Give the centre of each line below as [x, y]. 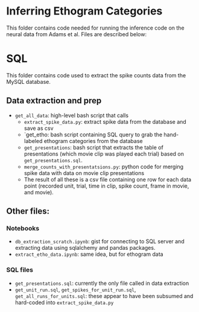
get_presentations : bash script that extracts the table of [94, 147]
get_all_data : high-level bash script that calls [71, 115]
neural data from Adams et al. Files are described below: [76, 34]
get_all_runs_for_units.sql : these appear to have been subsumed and [104, 296]
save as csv [39, 128]
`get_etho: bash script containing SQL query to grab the [93, 135]
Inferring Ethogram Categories [84, 11]
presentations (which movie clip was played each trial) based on [104, 154]
